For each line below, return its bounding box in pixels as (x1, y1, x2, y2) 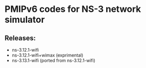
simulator (4, 14, 45, 25)
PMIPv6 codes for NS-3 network (4, 3, 141, 15)
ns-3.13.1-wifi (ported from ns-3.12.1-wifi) (11, 58, 95, 63)
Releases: (4, 34, 36, 42)
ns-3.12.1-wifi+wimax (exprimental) (11, 52, 83, 58)
